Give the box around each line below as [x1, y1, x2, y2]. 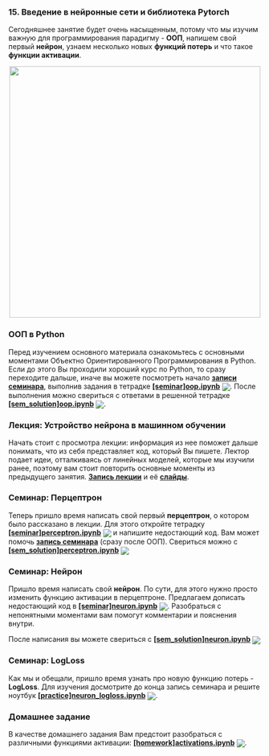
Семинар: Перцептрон [8, 492, 103, 503]
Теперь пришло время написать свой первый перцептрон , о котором [8, 510, 250, 520]
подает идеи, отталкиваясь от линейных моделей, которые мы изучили [8, 455, 255, 465]
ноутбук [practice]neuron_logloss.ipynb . [8, 690, 158, 700]
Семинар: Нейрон [8, 565, 83, 577]
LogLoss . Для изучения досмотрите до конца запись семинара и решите [8, 682, 260, 692]
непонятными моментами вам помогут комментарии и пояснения [8, 610, 237, 620]
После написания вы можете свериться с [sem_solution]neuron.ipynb [8, 635, 251, 644]
